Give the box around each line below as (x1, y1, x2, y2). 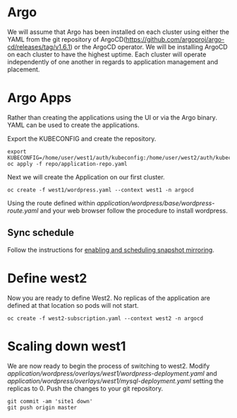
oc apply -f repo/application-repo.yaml (7, 160, 128, 167)
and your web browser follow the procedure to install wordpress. (39, 206, 228, 215)
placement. (7, 65, 40, 73)
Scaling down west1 (7, 338, 126, 354)
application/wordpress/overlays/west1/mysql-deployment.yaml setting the (7, 376, 224, 385)
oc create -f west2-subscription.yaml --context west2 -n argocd (7, 315, 203, 322)
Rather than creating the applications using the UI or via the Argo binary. (7, 113, 217, 121)
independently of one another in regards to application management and (7, 57, 219, 66)
